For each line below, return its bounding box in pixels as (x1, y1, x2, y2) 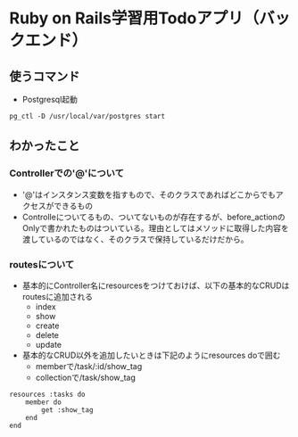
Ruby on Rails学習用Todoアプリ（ (9, 8, 260, 29)
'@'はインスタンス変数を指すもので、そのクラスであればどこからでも (21, 189, 277, 200)
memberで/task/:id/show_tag (35, 360, 143, 371)
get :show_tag (41, 405, 94, 415)
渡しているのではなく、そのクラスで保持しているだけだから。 (21, 234, 249, 244)
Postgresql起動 (21, 95, 79, 104)
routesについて (9, 258, 75, 270)
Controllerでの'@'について (9, 167, 125, 179)
